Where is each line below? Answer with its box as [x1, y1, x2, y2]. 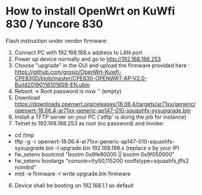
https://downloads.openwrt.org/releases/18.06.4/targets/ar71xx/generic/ [14, 100, 196, 107]
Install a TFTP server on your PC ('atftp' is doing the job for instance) [14, 113, 187, 121]
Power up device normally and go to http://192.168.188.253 [14, 55, 161, 62]
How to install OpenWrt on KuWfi [5, 4, 175, 18]
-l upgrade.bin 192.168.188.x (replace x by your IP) [55, 144, 180, 151]
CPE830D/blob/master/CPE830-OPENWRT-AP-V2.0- [14, 74, 147, 82]
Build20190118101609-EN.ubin [14, 81, 90, 88]
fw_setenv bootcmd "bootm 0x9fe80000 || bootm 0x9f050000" [14, 150, 175, 158]
